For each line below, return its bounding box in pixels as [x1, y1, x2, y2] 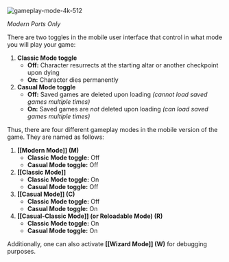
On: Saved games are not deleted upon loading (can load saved [27, 105, 209, 113]
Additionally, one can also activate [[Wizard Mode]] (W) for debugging [7, 240, 208, 248]
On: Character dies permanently [27, 76, 119, 84]
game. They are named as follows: [7, 133, 105, 141]
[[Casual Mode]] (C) [16, 190, 75, 198]
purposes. [7, 248, 36, 255]
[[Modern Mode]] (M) [16, 146, 80, 154]
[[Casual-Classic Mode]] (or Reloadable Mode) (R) [16, 212, 163, 220]
